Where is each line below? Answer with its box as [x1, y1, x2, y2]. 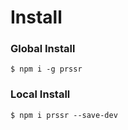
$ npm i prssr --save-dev [10, 110, 118, 120]
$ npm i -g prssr [10, 64, 83, 75]
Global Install [10, 42, 76, 56]
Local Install [10, 87, 71, 101]
